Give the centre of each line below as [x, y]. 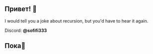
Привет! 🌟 [21, 9]
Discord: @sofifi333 [26, 30]
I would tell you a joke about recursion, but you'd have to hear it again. [76, 21]
